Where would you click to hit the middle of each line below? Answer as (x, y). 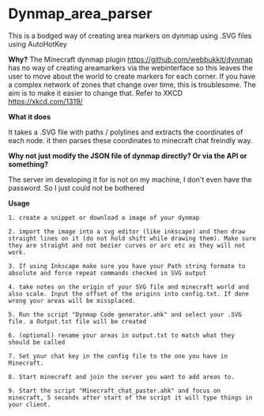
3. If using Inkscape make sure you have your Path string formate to (127, 266)
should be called (37, 342)
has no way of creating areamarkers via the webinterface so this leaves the (130, 67)
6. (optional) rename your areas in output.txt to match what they (122, 335)
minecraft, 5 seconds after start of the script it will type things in (130, 397)
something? (28, 164)
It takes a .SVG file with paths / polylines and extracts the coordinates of (126, 132)
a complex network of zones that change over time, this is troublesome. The (132, 85)
